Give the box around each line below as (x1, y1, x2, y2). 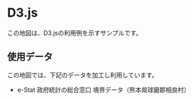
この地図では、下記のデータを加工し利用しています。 (7, 71, 158, 79)
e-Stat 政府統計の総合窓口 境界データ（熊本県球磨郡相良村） (17, 85, 190, 94)
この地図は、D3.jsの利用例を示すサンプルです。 (7, 28, 143, 37)
